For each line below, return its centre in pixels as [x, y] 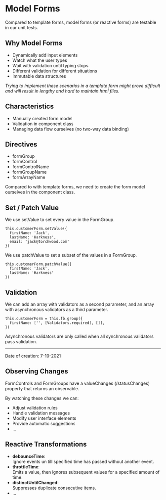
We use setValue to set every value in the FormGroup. [60, 220]
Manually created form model [42, 118]
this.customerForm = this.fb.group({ [44, 318]
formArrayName [29, 177]
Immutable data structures [39, 76]
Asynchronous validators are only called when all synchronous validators [80, 336]
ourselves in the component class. [40, 192]
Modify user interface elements [44, 418]
